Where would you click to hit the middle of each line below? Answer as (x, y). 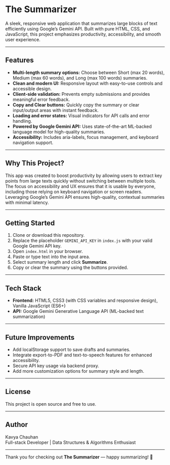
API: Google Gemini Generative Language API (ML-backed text (78, 311)
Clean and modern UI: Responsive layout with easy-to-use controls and (88, 83)
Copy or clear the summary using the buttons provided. (70, 268)
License (18, 392)
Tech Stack (23, 288)
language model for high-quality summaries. (59, 132)
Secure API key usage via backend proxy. (56, 366)
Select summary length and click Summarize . (60, 262)
